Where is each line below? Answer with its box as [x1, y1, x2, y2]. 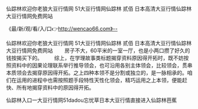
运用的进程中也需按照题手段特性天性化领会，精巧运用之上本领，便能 [16, 76, 182, 84]
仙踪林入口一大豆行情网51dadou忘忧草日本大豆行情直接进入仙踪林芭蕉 [6, 97, 177, 104]
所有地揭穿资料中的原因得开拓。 [16, 84, 95, 91]
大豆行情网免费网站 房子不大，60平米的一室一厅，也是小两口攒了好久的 [6, 47, 190, 54]
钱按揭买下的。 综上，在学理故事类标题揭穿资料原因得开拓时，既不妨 [6, 54, 184, 61]
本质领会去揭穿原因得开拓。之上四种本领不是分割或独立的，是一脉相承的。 [6, 69, 187, 76]
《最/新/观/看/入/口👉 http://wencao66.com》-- [6, 25, 118, 32]
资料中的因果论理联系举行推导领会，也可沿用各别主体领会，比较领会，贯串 [11, 62, 193, 69]
